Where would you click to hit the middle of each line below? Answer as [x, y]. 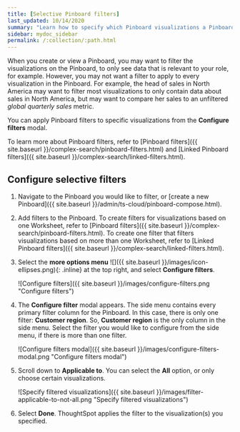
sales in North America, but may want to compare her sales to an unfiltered [118, 99]
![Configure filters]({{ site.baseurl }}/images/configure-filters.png [114, 283]
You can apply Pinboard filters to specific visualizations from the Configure [119, 120]
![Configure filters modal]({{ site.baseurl [77, 349]
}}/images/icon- [185, 262]
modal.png [34, 356]
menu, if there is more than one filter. [72, 335]
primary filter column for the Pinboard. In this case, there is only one [118, 312]
